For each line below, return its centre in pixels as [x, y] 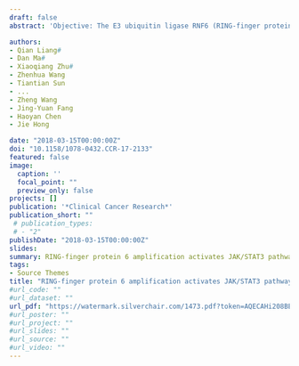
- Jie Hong [29, 125]
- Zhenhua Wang [37, 75]
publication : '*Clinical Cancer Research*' [91, 207]
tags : [19, 265]
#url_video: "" [37, 348]
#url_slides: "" [39, 331]
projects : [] [33, 199]
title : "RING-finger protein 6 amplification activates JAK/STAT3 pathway [151, 281]
